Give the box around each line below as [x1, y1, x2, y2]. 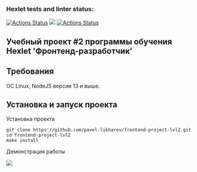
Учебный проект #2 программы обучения [6, 37, 172, 47]
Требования [6, 67, 54, 77]
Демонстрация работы [6, 148, 65, 155]
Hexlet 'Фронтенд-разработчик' [6, 46, 133, 56]
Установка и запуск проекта [6, 99, 118, 110]
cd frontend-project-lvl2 [6, 132, 71, 138]
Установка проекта [6, 116, 55, 123]
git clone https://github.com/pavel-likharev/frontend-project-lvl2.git [6, 127, 192, 133]
